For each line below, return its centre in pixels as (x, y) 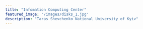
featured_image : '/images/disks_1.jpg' (47, 14)
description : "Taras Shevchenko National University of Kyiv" (72, 19)
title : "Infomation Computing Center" (46, 10)
